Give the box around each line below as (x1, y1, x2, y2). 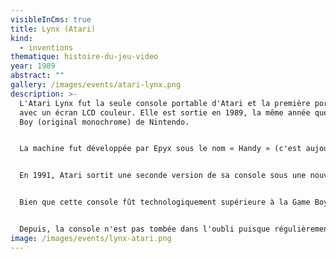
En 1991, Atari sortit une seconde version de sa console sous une (19, 171, 307, 181)
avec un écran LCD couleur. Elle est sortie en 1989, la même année (19, 107, 311, 118)
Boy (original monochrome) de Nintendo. (19, 117, 190, 127)
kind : (10, 33, 33, 43)
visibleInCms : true (10, 14, 92, 25)
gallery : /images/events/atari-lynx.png (10, 80, 182, 90)
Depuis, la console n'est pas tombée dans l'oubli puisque (19, 224, 271, 234)
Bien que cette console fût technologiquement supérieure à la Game (19, 197, 311, 208)
